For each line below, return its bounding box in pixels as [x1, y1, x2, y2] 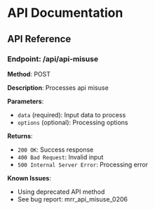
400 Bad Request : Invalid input [17, 152, 104, 161]
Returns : [7, 131, 33, 140]
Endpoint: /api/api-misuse [7, 54, 99, 64]
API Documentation [7, 5, 123, 21]
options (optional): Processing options [17, 118, 128, 126]
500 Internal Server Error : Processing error [17, 160, 149, 169]
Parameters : [7, 97, 44, 105]
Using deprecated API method [17, 188, 105, 196]
